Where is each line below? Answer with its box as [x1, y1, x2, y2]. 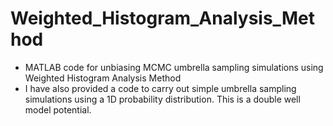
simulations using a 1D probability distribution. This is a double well [24, 93, 301, 105]
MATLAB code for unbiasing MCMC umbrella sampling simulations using [24, 61, 324, 73]
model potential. [24, 103, 92, 116]
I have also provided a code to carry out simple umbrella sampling [24, 82, 297, 94]
